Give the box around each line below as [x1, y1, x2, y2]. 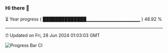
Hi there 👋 [5, 4, 30, 11]
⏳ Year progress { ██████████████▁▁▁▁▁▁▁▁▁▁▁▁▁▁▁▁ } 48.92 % [5, 16, 162, 22]
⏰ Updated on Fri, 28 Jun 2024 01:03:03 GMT [5, 32, 100, 38]
